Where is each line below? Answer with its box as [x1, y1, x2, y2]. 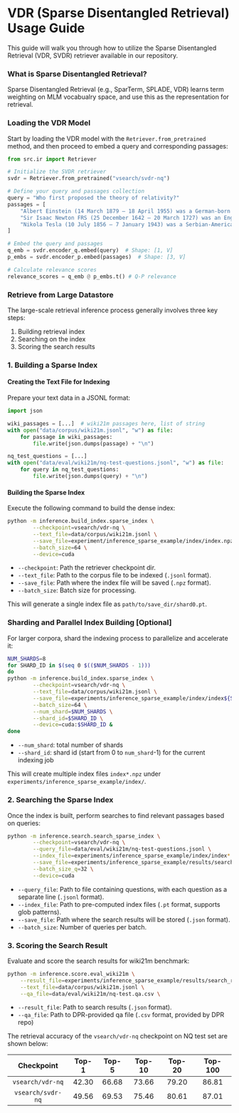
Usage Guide [7, 20, 85, 36]
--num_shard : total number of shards [17, 741, 123, 750]
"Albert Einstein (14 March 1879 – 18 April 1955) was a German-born [20, 208, 231, 215]
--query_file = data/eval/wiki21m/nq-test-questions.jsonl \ [33, 846, 212, 853]
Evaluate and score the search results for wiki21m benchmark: [7, 957, 190, 965]
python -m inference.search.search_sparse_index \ [7, 832, 161, 840]
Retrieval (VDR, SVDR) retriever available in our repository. [7, 51, 179, 60]
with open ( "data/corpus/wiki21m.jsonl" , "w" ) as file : [7, 427, 174, 434]
